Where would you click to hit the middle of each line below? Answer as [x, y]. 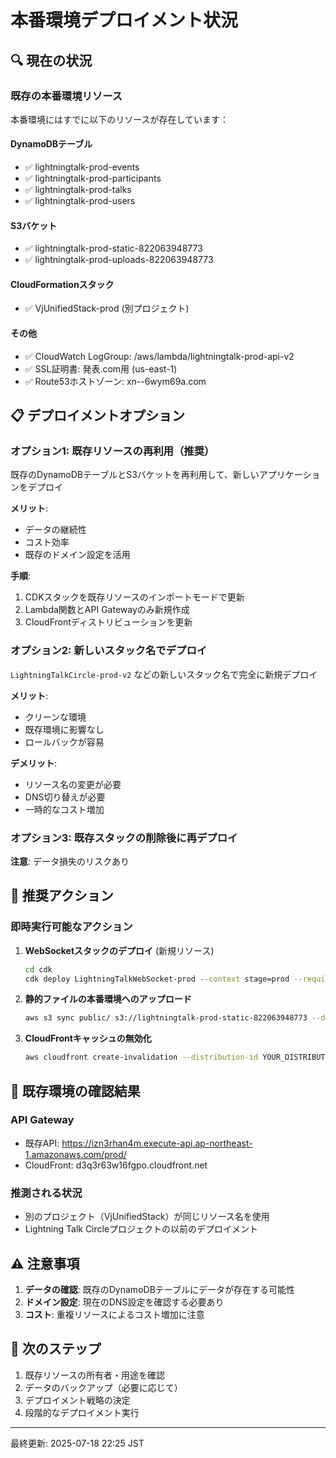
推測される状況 [46, 1193]
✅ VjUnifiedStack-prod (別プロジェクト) [107, 308]
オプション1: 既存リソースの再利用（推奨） [112, 451]
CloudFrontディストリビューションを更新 [108, 622]
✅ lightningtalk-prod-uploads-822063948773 [119, 260]
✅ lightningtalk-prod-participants [93, 178]
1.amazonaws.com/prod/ [75, 1154]
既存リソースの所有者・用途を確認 [95, 1375]
